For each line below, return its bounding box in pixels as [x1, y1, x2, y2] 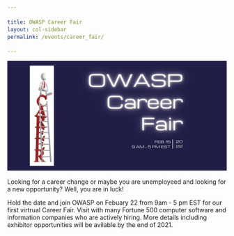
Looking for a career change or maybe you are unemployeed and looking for [7, 178, 226, 186]
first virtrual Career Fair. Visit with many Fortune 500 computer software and [7, 206, 226, 214]
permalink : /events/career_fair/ [7, 33, 104, 40]
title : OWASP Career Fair [7, 18, 82, 26]
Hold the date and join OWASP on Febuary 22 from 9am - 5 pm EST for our [7, 198, 222, 207]
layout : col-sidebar [7, 26, 68, 33]
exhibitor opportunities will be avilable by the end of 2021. [7, 221, 173, 229]
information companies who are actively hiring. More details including [7, 213, 208, 222]
